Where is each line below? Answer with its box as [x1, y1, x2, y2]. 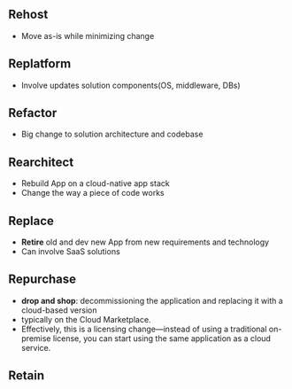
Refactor [8, 105, 58, 121]
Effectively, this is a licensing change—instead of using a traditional [20, 323, 267, 334]
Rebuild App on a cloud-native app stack [20, 178, 170, 189]
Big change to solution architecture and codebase [20, 128, 204, 140]
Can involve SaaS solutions [20, 246, 120, 257]
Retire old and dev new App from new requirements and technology [20, 237, 270, 247]
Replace [8, 213, 55, 229]
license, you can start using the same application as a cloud [52, 332, 272, 344]
